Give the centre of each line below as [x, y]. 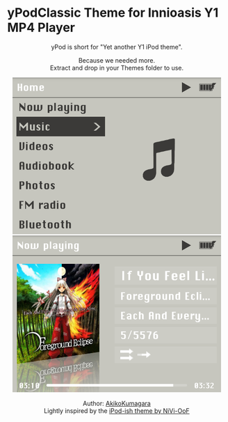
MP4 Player [41, 28]
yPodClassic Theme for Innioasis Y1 [113, 13]
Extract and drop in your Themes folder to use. [117, 68]
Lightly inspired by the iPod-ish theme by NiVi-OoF [117, 411]
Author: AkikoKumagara [117, 403]
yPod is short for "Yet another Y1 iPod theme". [117, 47]
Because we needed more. [117, 60]
